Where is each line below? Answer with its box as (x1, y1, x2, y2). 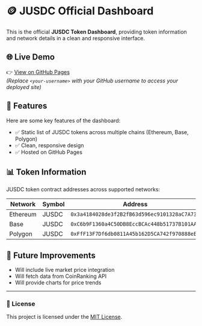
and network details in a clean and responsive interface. (6, 34, 145, 42)
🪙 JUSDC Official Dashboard (6, 4, 154, 18)
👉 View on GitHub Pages (6, 68, 70, 75)
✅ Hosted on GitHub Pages (14, 148, 83, 156)
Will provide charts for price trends (14, 279, 102, 286)
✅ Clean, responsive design (14, 141, 84, 149)
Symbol (42, 200, 65, 209)
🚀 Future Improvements (6, 250, 96, 260)
